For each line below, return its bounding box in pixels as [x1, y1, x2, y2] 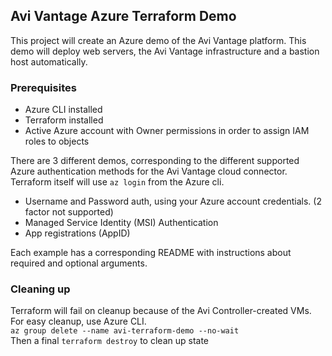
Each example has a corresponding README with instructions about [10, 247, 292, 259]
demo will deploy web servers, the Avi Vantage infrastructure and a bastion [10, 45, 320, 57]
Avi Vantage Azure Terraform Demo [10, 8, 237, 25]
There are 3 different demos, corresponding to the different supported [10, 155, 300, 167]
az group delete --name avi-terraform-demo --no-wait [10, 326, 240, 336]
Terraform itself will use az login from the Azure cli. [10, 176, 225, 188]
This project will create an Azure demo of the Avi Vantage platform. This [10, 34, 307, 46]
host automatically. [10, 55, 88, 68]
